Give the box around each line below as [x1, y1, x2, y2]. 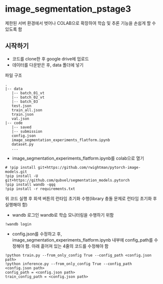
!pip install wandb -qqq [5, 182, 56, 187]
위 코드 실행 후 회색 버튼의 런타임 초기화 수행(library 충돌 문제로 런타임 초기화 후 [5, 195, 157, 201]
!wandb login [5, 222, 32, 226]
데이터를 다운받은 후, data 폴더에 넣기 [12, 62, 84, 68]
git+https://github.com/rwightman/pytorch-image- [38, 165, 141, 170]
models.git [5, 169, 27, 174]
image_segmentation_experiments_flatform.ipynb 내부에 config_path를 [12, 237, 153, 243]
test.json [11, 103, 32, 108]
